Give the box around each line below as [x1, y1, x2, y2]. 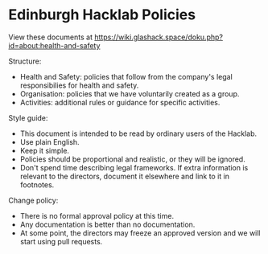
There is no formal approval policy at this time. [19, 211, 175, 220]
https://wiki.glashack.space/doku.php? [93, 32, 224, 42]
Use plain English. [19, 137, 80, 146]
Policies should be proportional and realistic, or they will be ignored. [19, 154, 245, 164]
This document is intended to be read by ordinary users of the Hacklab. [19, 129, 258, 138]
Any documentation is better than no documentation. [19, 219, 196, 229]
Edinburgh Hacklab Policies [8, 6, 196, 24]
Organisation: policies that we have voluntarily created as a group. [19, 88, 240, 98]
